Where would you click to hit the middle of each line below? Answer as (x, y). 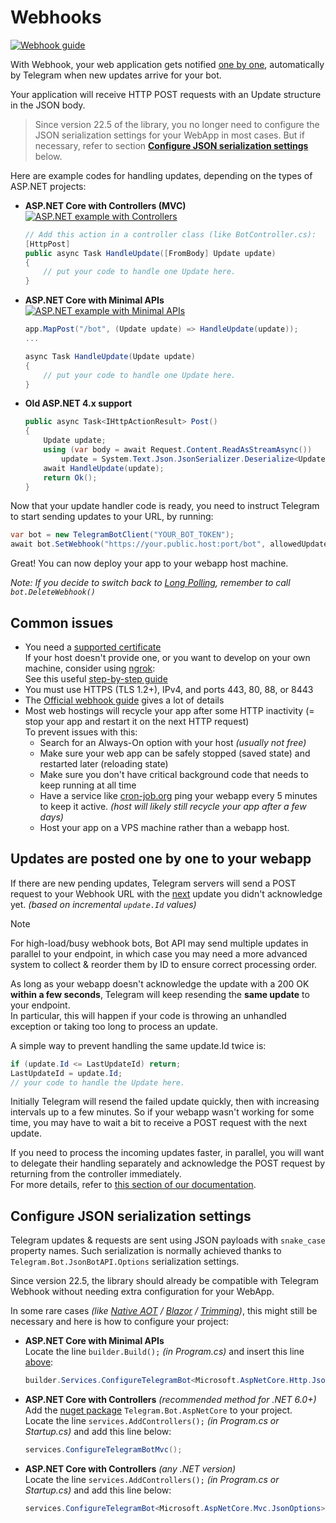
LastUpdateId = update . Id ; (66, 1073)
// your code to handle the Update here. (98, 1082)
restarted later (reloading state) (104, 764)
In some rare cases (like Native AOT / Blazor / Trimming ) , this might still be (164, 1311)
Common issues (62, 622)
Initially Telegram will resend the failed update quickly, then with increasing (165, 1102)
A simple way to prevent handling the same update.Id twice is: (138, 1045)
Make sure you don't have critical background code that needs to (174, 774)
